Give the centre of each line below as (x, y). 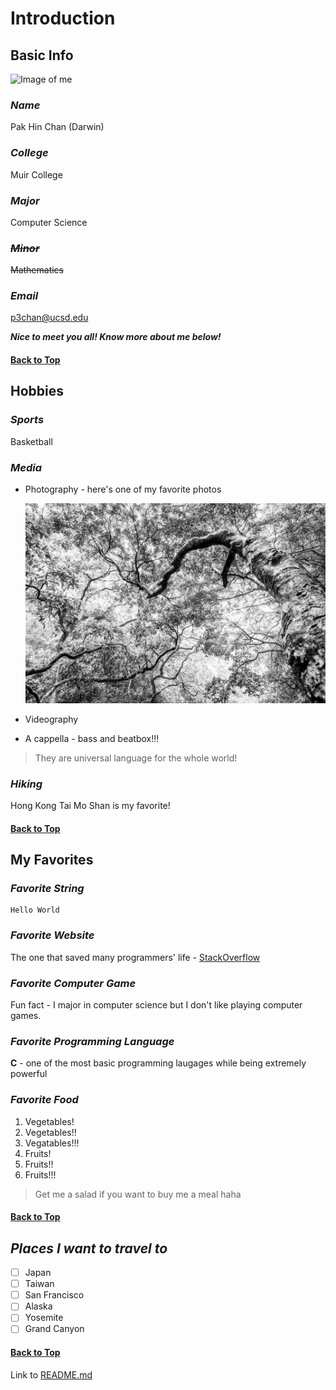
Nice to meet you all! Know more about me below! (116, 337)
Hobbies (37, 391)
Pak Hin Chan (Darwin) (57, 127)
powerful (29, 1074)
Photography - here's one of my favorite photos (123, 489)
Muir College (36, 174)
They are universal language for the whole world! (136, 758)
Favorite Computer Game (73, 983)
